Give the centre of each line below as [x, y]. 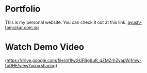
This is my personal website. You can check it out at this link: [66, 22]
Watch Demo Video [45, 47]
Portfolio [23, 9]
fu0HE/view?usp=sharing [30, 65]
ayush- [135, 22]
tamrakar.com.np [22, 27]
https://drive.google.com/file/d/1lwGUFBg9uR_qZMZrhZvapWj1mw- [74, 60]
